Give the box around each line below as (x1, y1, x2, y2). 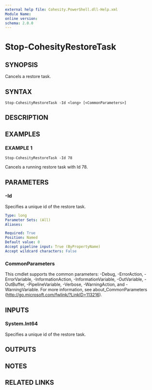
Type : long (5, 213, 27, 218)
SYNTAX (5, 88, 32, 96)
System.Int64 (5, 320, 38, 327)
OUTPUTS (5, 345, 36, 354)
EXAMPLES (5, 130, 40, 138)
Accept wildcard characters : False (5, 249, 77, 253)
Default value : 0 (5, 240, 40, 245)
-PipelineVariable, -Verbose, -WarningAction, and (26, 281, 125, 287)
